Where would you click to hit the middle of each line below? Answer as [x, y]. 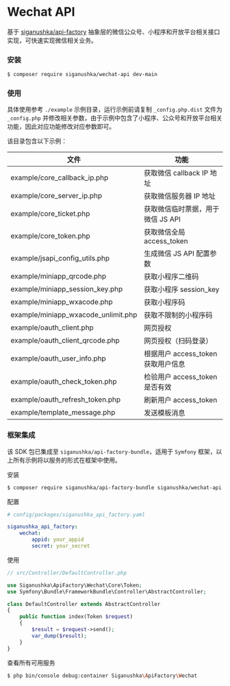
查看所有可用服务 [31, 663]
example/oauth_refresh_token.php [66, 400]
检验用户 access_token [180, 377]
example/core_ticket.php [50, 214]
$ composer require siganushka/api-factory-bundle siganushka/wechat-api [115, 487]
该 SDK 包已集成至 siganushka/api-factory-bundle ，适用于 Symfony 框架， [112, 451]
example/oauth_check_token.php [64, 382]
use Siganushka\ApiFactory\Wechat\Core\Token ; [75, 585]
